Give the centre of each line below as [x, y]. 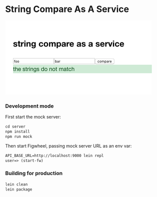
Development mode [29, 106]
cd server [15, 127]
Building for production [34, 173]
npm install [17, 132]
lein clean [16, 184]
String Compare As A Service [67, 9]
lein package [19, 189]
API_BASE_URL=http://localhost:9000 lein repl [54, 156]
